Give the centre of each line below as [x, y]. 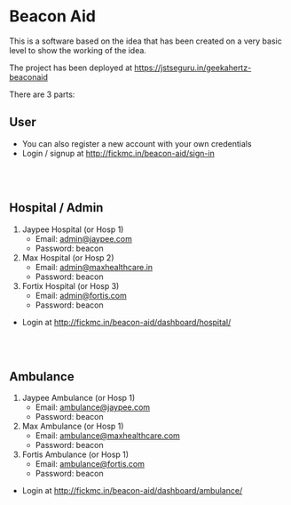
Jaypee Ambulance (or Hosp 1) [79, 398]
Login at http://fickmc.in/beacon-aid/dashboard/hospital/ [126, 322]
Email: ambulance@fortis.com [90, 464]
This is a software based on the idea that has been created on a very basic [145, 41]
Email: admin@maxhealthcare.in [94, 267]
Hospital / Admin [56, 208]
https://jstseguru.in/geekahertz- [193, 68]
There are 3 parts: [42, 94]
